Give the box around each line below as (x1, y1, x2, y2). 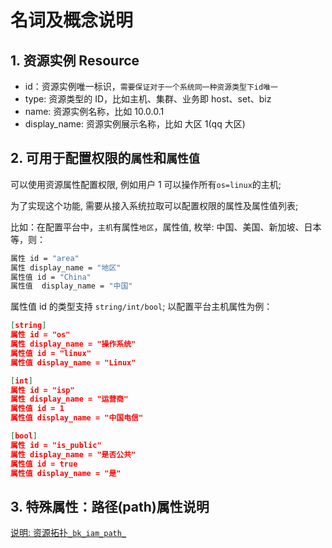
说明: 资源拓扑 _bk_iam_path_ (10, 527, 127, 539)
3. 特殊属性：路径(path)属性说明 (10, 498, 210, 515)
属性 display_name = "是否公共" (10, 449, 137, 460)
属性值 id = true (10, 459, 78, 469)
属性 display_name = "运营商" (10, 394, 129, 405)
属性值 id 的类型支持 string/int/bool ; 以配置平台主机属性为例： (10, 301, 273, 313)
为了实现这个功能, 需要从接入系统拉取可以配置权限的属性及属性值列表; (10, 199, 299, 211)
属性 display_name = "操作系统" (10, 339, 137, 350)
